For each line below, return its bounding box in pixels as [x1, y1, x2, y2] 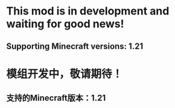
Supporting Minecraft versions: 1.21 [6, 41, 144, 51]
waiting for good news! [6, 17, 124, 31]
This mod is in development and [6, 4, 170, 18]
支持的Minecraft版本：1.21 [6, 93, 106, 103]
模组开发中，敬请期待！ [6, 67, 123, 81]
